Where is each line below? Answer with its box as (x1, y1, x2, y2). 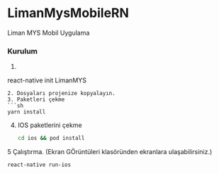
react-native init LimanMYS (7, 76, 87, 85)
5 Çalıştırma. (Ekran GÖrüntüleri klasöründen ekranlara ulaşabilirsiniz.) (7, 148, 213, 156)
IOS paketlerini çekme (17, 121, 83, 129)
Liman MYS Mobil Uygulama (7, 28, 90, 37)
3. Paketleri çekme (7, 96, 65, 104)
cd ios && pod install (17, 135, 85, 142)
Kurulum (7, 46, 38, 56)
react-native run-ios (7, 161, 72, 168)
